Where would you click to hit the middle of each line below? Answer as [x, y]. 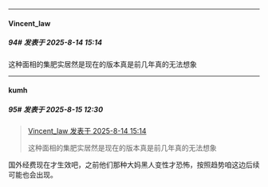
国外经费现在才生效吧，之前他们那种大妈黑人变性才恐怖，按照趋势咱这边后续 [134, 165]
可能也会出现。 [33, 175]
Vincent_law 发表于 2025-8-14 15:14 [87, 131]
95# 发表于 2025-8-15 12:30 [56, 109]
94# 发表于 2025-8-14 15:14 [55, 43]
